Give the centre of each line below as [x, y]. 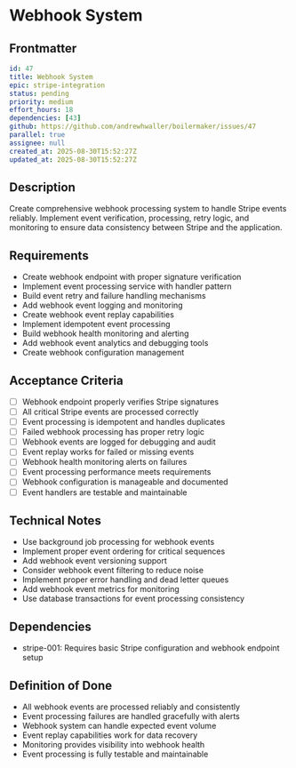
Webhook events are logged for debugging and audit [119, 442]
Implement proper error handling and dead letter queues [125, 580]
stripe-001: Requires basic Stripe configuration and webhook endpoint [151, 648]
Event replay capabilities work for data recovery [110, 735]
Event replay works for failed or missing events [108, 452]
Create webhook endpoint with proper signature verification [132, 277]
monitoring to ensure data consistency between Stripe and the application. [146, 228]
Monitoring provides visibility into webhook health [113, 744]
